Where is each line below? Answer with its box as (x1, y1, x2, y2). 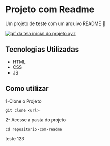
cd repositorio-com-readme (5, 127, 62, 132)
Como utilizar (5, 84, 49, 93)
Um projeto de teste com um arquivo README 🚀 (5, 20, 105, 27)
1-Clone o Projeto (5, 98, 42, 104)
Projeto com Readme (5, 4, 95, 15)
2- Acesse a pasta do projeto (5, 116, 66, 123)
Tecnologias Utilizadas (5, 45, 79, 54)
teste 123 (5, 135, 24, 141)
